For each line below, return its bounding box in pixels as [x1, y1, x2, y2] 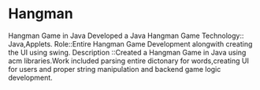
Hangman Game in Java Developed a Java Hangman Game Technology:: [8, 31, 244, 40]
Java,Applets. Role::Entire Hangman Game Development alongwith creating [8, 39, 253, 48]
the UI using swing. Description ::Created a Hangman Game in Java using [8, 47, 247, 57]
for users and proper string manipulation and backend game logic [8, 64, 221, 73]
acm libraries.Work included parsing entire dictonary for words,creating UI [8, 56, 250, 66]
